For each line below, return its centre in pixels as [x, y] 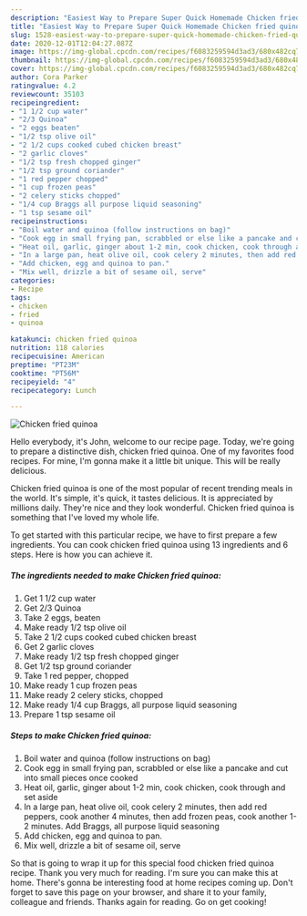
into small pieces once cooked [81, 778]
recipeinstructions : [50, 221]
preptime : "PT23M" [45, 365]
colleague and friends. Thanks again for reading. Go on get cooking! [138, 902]
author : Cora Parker [50, 77]
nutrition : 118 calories [57, 348]
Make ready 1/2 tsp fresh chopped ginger [101, 656]
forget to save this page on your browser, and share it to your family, [138, 892]
